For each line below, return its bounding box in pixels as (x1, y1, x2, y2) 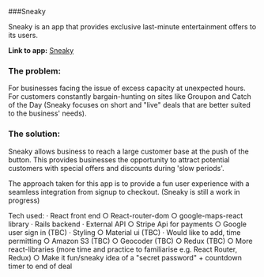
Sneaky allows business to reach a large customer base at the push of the (8, 146, 249, 156)
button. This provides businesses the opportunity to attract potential (8, 154, 230, 165)
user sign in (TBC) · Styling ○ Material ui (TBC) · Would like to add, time (8, 227, 241, 237)
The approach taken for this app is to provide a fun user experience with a (8, 178, 250, 188)
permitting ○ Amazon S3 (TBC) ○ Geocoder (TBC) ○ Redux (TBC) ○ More (8, 236, 253, 245)
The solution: (8, 128, 61, 139)
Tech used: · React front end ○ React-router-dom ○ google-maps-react (8, 211, 243, 220)
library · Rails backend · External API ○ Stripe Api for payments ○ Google (8, 219, 247, 229)
